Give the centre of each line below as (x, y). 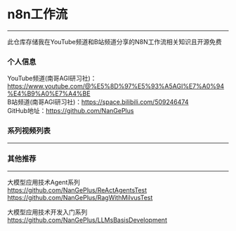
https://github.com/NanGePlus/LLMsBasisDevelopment (87, 220)
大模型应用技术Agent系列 (44, 182)
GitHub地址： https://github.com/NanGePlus (71, 111)
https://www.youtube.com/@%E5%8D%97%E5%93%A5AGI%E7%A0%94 (116, 86)
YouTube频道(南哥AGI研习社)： (52, 79)
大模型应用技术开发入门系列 (47, 212)
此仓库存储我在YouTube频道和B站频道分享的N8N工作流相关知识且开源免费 (115, 41)
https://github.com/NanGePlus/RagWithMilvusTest (80, 197)
